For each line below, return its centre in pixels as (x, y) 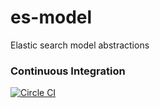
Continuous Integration (68, 71)
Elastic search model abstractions (80, 45)
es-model (51, 17)
